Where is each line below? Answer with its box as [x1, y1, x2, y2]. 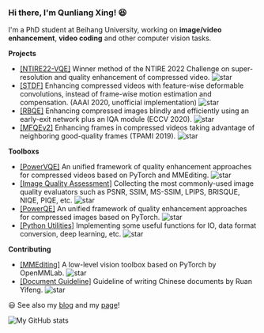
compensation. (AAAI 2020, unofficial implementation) [19, 98, 198, 108]
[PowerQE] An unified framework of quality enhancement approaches [19, 204, 247, 214]
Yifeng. [19, 285, 43, 295]
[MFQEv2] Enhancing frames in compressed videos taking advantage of [19, 123, 255, 133]
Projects [8, 49, 37, 59]
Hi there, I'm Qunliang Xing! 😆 [8, 7, 127, 18]
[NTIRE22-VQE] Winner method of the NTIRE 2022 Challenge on [19, 64, 230, 74]
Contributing [8, 244, 51, 254]
